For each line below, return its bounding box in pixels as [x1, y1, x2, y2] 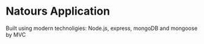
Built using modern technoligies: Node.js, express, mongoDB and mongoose [5, 24, 198, 32]
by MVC [5, 31, 26, 38]
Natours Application [5, 4, 111, 18]
